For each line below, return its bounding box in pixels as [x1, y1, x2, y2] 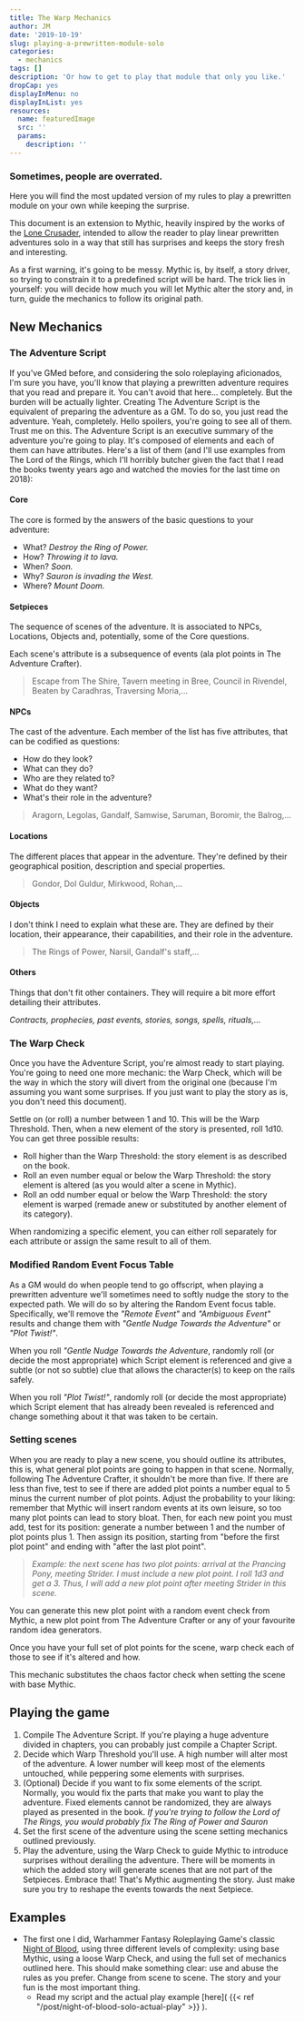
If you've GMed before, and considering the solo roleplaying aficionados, [9, 367, 283, 378]
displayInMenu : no [9, 89, 79, 98]
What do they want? [22, 783, 98, 794]
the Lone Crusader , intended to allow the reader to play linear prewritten [9, 228, 279, 239]
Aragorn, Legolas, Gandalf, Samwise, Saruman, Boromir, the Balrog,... [31, 810, 292, 821]
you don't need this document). [9, 1096, 127, 1108]
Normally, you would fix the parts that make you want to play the [22, 1787, 264, 1798]
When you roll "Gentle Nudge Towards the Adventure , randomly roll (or [9, 1345, 275, 1356]
